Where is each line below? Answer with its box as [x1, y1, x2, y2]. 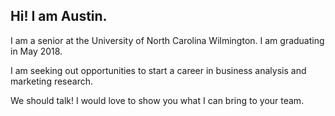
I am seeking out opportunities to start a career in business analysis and [10, 64, 307, 76]
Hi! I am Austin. [10, 8, 108, 25]
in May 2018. [10, 45, 63, 57]
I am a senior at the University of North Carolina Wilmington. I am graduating [10, 34, 325, 46]
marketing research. [10, 75, 94, 87]
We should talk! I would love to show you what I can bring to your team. [10, 94, 305, 106]
